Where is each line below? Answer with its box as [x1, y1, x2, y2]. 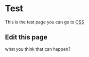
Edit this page [5, 33, 48, 41]
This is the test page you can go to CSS [5, 19, 84, 25]
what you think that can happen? [5, 46, 71, 52]
